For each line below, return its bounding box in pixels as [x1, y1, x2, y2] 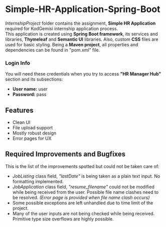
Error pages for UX [12, 135, 52, 141]
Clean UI [12, 119, 31, 125]
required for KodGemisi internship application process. [5, 25, 118, 31]
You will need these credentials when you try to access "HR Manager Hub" [5, 71, 161, 77]
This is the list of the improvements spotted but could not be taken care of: [5, 163, 159, 169]
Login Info [5, 59, 31, 66]
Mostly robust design [12, 130, 57, 136]
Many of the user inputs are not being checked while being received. [12, 210, 155, 216]
